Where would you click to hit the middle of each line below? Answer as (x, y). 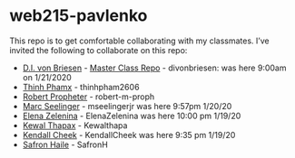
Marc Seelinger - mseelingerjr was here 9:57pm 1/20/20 (127, 106)
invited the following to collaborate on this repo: (98, 50)
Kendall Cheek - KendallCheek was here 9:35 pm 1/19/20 (129, 135)
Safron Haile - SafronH (65, 144)
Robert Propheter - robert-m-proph (88, 97)
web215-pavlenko (79, 16)
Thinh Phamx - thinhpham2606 (81, 87)
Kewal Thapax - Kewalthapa (75, 125)
